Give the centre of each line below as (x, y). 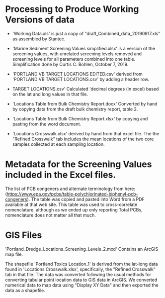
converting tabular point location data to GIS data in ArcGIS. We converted (81, 280)
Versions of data (40, 20)
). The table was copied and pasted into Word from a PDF (86, 199)
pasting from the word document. (46, 124)
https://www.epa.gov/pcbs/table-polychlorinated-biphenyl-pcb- (72, 194)
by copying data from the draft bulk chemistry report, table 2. (75, 109)
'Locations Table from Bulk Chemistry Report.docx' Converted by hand (85, 103)
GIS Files (24, 235)
